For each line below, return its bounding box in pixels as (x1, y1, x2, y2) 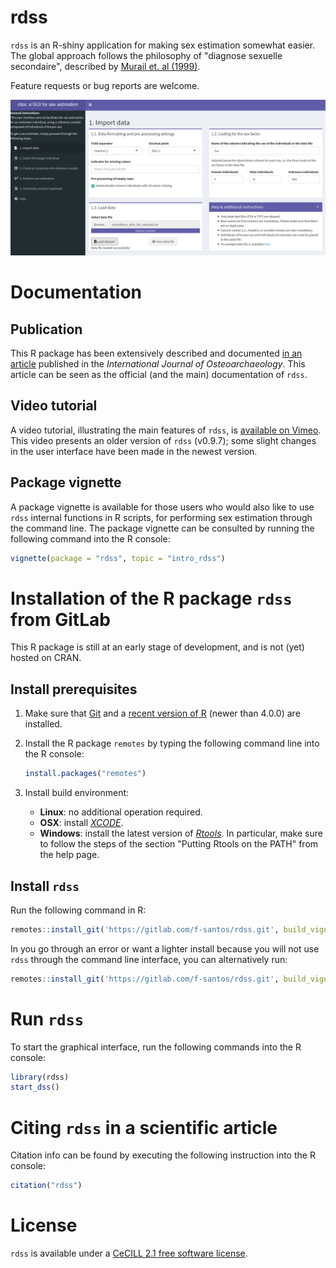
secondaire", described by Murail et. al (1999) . (10, 60, 201, 72)
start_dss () (10, 1082, 60, 1093)
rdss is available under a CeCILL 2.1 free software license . (10, 1247, 248, 1260)
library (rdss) (10, 1072, 70, 1082)
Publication (10, 321, 83, 338)
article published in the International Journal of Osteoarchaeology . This (10, 357, 306, 370)
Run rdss (10, 1007, 85, 1030)
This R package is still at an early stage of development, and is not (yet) (10, 641, 305, 653)
